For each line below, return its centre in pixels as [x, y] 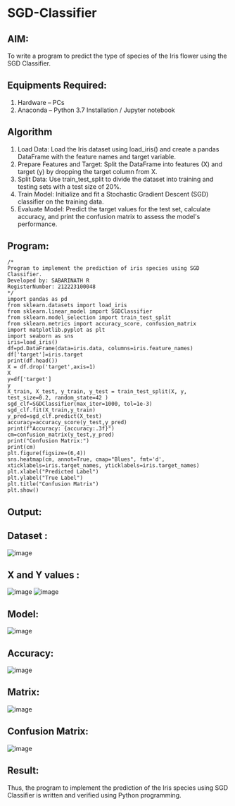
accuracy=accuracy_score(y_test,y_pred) [68, 423]
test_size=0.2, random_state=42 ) [58, 398]
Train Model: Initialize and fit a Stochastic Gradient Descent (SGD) [113, 194]
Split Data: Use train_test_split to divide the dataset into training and [115, 179]
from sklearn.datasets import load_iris [68, 305]
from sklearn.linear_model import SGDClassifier [80, 311]
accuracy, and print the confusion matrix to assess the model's [109, 216]
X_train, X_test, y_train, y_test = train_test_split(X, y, [97, 392]
